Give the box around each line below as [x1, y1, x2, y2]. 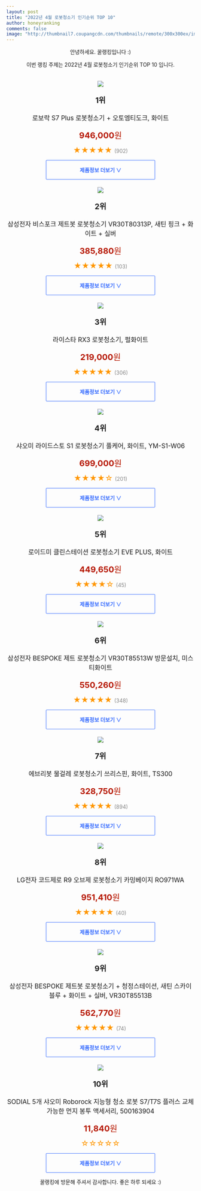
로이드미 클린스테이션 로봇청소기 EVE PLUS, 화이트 [28, 548, 173, 556]
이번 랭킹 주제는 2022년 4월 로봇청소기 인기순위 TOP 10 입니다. [26, 61, 175, 68]
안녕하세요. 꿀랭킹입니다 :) [69, 49, 132, 56]
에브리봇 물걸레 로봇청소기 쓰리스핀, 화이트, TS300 [28, 770, 173, 778]
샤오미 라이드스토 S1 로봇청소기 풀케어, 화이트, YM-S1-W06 [16, 442, 185, 450]
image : [6, 31, 23, 37]
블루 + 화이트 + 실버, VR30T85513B [48, 992, 153, 1000]
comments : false [6, 25, 47, 32]
